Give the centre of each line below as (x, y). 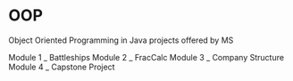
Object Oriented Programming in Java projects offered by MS (121, 40)
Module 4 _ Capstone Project (62, 67)
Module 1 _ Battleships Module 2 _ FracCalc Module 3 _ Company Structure (146, 57)
